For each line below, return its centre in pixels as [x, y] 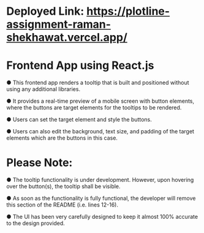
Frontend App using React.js [80, 65]
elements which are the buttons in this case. [62, 138]
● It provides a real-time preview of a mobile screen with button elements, [100, 101]
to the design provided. [36, 223]
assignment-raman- [59, 24]
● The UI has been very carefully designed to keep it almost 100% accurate [102, 217]
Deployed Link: [45, 11]
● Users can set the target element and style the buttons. [79, 120]
